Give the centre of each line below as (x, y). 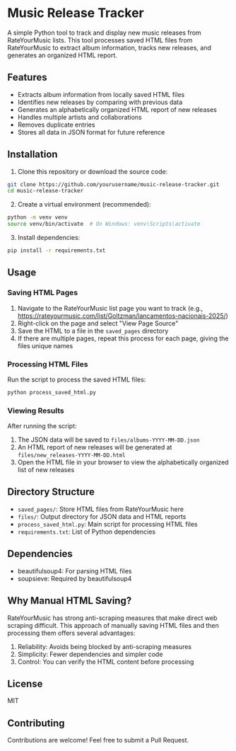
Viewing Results (36, 411)
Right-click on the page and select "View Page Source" (98, 323)
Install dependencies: (49, 238)
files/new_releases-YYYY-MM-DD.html (71, 455)
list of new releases (46, 470)
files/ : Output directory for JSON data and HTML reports (102, 516)
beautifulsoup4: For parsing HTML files (75, 571)
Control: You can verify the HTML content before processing (106, 661)
